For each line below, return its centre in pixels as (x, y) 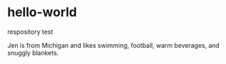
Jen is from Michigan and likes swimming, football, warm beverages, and (114, 45)
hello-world (42, 12)
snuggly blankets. (33, 53)
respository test (30, 32)
